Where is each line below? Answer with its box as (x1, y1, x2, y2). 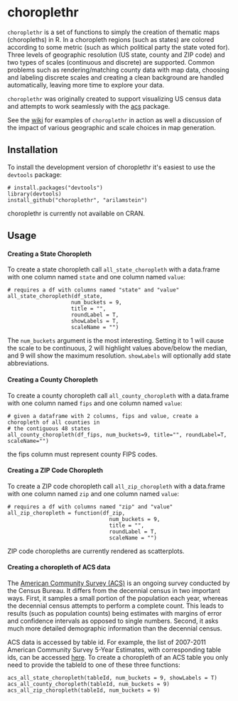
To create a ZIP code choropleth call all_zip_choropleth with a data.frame (7, 481, 226, 491)
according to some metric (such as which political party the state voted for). (7, 43, 230, 51)
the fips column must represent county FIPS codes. (7, 449, 158, 459)
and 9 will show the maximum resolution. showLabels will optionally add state (7, 351, 231, 360)
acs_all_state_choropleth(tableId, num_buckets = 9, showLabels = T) (7, 674, 218, 681)
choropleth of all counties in (7, 419, 100, 426)
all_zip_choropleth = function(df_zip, (7, 509, 126, 516)
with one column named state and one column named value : (7, 273, 186, 282)
